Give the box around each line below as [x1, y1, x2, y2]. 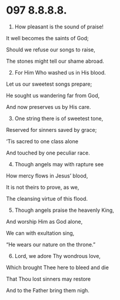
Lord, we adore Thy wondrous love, [14, 252, 101, 259]
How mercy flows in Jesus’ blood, [6, 172, 88, 179]
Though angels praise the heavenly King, [14, 207, 115, 214]
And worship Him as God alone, [6, 218, 83, 225]
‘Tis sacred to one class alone [6, 137, 78, 145]
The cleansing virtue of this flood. [6, 195, 88, 202]
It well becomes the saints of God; [6, 34, 89, 41]
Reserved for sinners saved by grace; [6, 126, 97, 133]
